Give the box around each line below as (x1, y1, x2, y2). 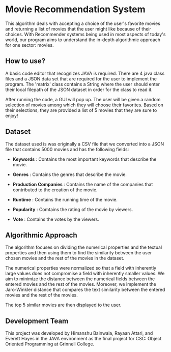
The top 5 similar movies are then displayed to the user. (5, 302, 122, 308)
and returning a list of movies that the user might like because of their (5, 25, 151, 32)
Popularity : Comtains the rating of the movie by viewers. (12, 206, 133, 212)
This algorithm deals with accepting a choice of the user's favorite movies (5, 20, 160, 26)
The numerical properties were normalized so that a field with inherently (5, 265, 157, 271)
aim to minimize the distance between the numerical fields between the (5, 276, 155, 282)
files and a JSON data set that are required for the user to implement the (5, 75, 157, 82)
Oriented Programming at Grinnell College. (5, 341, 95, 347)
